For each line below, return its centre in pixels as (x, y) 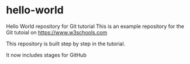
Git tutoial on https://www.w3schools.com (57, 32)
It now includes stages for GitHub (46, 55)
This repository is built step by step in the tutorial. (66, 44)
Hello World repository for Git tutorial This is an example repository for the (95, 26)
